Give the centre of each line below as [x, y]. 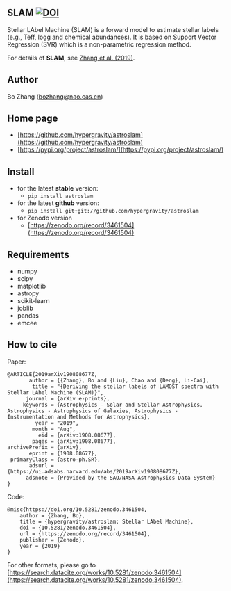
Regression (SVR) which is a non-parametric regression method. [100, 44]
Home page [33, 119]
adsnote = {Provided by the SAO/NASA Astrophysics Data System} [120, 478]
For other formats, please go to [51, 565]
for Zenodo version [45, 218]
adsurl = [41, 465]
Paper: [17, 362]
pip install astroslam [60, 196]
